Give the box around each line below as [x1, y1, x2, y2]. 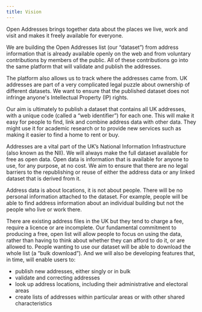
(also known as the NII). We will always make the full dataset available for [6, 149, 188, 156]
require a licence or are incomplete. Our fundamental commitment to [6, 224, 177, 231]
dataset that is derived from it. [6, 174, 81, 182]
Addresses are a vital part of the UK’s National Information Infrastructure [6, 142, 186, 150]
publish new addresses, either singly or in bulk [14, 267, 131, 275]
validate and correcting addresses [14, 274, 101, 281]
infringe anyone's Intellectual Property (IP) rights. [6, 94, 128, 101]
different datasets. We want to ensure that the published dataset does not [6, 87, 189, 94]
